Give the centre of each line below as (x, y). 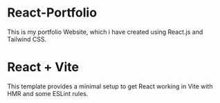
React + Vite (43, 67)
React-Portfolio (52, 13)
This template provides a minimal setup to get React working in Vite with (110, 86)
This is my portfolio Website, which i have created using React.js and (105, 32)
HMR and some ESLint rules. (48, 93)
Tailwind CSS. (27, 39)
